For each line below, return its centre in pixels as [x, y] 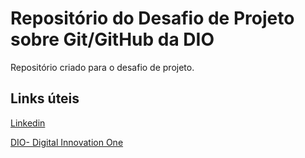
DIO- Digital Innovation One [67, 142]
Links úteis [45, 98]
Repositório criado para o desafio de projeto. [102, 67]
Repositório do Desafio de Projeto [152, 18]
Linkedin [28, 123]
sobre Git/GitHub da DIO [112, 39]
